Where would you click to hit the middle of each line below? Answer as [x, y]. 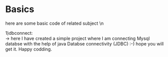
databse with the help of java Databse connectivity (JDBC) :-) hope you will [85, 43]
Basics [20, 9]
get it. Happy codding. [29, 49]
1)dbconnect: [19, 33]
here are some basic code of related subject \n [54, 23]
